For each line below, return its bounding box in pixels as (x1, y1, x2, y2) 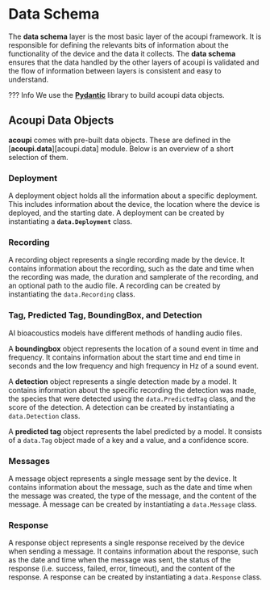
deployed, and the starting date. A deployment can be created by (8, 208, 225, 218)
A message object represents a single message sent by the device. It (8, 474, 238, 483)
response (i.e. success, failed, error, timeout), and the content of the (8, 563, 235, 574)
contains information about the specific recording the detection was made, (8, 385, 256, 394)
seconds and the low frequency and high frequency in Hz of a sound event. (8, 360, 260, 370)
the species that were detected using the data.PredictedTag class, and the (8, 394, 256, 403)
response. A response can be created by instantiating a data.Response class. (8, 572, 262, 582)
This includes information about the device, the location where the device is (8, 200, 260, 209)
